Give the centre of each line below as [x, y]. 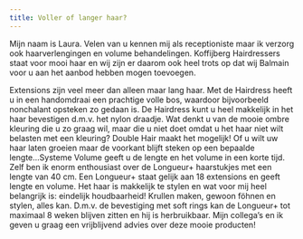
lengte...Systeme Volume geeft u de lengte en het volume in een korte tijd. [147, 157]
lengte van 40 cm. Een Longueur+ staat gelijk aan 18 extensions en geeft [145, 177]
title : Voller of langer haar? [68, 18]
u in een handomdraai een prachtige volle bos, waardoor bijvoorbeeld [139, 100]
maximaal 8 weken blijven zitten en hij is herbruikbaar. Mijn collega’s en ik [146, 215]
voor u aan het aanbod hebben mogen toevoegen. [103, 72]
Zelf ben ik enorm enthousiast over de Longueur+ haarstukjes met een [141, 167]
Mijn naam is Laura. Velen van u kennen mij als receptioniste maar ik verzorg [152, 43]
